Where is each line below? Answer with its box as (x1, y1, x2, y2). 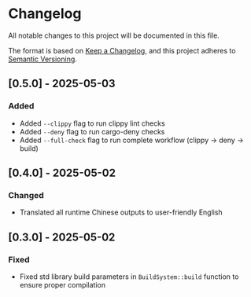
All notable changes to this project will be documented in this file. (8, 31, 220, 40)
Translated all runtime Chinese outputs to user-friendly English (19, 207, 223, 217)
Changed (8, 189, 45, 200)
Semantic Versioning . (8, 54, 77, 64)
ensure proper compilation (19, 280, 106, 289)
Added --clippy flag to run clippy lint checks (19, 119, 165, 128)
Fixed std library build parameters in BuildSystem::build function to (19, 272, 239, 281)
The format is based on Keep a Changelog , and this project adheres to (8, 46, 236, 55)
